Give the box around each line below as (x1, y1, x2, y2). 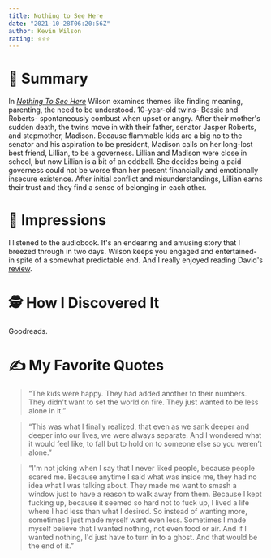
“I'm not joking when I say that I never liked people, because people (28, 464, 256, 473)
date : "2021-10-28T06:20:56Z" (8, 19, 111, 28)
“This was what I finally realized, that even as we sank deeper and (28, 422, 250, 431)
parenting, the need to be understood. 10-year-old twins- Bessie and (8, 105, 239, 115)
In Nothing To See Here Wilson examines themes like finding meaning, (8, 97, 243, 106)
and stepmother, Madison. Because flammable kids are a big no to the (8, 131, 243, 141)
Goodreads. (8, 327, 48, 336)
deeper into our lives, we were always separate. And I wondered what (28, 430, 262, 439)
